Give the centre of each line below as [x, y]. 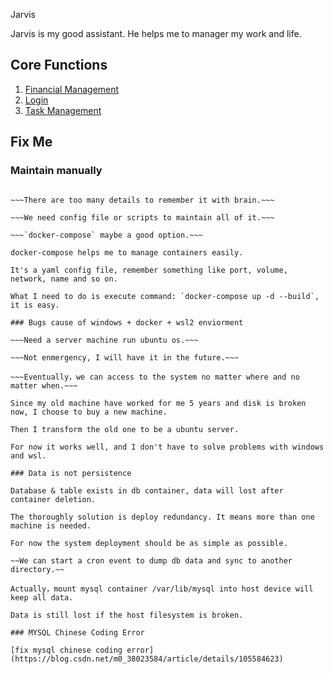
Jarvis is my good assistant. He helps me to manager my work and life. [156, 33]
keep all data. [42, 597]
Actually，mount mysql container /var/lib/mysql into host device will [162, 589]
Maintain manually [56, 171]
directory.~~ [37, 569]
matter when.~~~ [44, 385]
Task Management [63, 110]
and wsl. [28, 455]
